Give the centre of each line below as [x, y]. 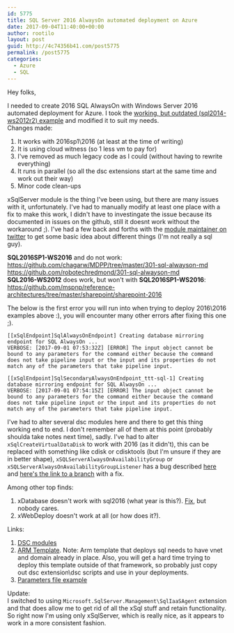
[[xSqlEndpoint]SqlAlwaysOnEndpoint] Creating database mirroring [106, 336]
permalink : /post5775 [39, 53]
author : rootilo [31, 33]
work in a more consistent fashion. [57, 623]
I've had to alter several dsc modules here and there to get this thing [105, 422]
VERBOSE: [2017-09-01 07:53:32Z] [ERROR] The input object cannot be [110, 348]
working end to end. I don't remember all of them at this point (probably [110, 429]
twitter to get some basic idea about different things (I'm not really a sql [110, 236]
